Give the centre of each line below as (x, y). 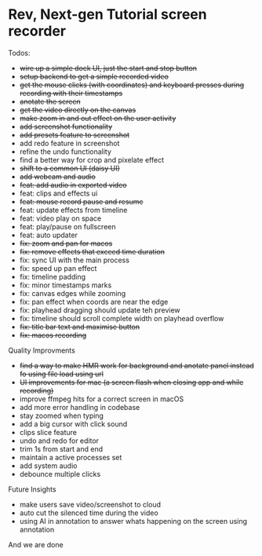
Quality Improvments (42, 350)
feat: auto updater (49, 235)
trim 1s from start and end (61, 448)
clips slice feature (48, 432)
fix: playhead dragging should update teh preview (100, 310)
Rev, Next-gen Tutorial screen (107, 15)
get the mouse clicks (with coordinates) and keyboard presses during (132, 85)
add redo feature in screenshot (69, 143)
